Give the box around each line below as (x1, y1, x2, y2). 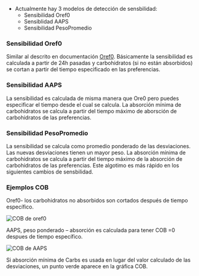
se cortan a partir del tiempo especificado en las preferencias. (6, 66, 161, 73)
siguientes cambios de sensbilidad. (6, 168, 94, 175)
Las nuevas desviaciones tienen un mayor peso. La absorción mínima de (6, 149, 186, 156)
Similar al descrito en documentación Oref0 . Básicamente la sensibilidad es (6, 53, 193, 60)
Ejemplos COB (6, 183, 49, 192)
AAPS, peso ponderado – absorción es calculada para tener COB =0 (6, 227, 176, 234)
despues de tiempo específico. (6, 233, 83, 240)
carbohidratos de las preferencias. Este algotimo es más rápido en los (6, 162, 179, 169)
